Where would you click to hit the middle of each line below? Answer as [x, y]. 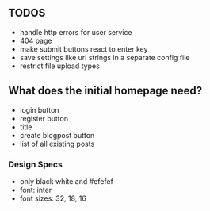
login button [39, 109]
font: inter [36, 190]
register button [44, 118]
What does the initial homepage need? [105, 91]
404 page [36, 40]
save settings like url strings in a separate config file [105, 57]
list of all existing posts [57, 144]
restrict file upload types [60, 66]
